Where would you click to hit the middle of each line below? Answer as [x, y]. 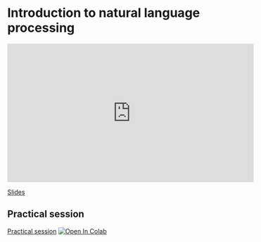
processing [41, 28]
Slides [16, 192]
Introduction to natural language [104, 13]
